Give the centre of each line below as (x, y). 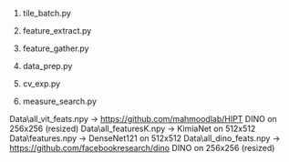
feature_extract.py (57, 30)
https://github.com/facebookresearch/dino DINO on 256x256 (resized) (142, 148)
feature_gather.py (56, 48)
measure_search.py (60, 101)
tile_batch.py (46, 13)
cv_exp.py (41, 84)
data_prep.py (47, 66)
